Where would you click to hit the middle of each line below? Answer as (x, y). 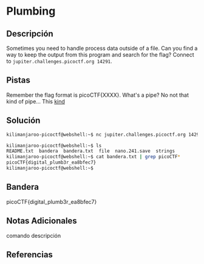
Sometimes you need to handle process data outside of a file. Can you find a (102, 48)
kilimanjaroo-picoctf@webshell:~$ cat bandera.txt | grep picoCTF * (93, 157)
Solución (23, 121)
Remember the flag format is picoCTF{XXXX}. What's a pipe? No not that (98, 95)
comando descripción (34, 235)
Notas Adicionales (42, 221)
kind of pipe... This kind (36, 101)
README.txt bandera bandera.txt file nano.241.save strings (90, 151)
